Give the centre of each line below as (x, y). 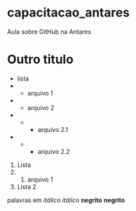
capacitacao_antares (68, 13)
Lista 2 (26, 186)
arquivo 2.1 (53, 129)
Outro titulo (41, 59)
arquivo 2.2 (54, 151)
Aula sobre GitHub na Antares (49, 32)
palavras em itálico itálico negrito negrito (66, 200)
